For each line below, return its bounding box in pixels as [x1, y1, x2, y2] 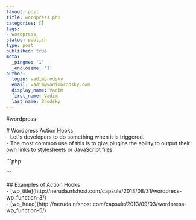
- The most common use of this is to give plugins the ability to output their [6, 139, 191, 146]
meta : [6, 54, 20, 60]
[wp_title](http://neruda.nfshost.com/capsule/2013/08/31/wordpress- [10, 187, 182, 195]
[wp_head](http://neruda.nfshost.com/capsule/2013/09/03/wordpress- [10, 200, 187, 207]
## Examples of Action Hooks [6, 181, 80, 188]
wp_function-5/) [6, 206, 46, 214]
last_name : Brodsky [11, 98, 61, 104]
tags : [6, 25, 20, 32]
